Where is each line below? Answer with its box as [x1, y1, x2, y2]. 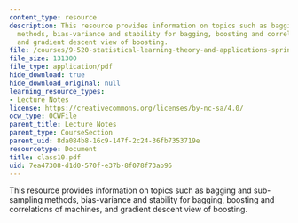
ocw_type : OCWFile [9, 111, 77, 120]
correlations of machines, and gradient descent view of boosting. [9, 204, 248, 215]
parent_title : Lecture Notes [9, 120, 117, 129]
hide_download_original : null [9, 79, 122, 88]
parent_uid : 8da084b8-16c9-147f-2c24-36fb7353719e [9, 136, 200, 145]
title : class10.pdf [9, 152, 82, 162]
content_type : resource [9, 12, 98, 22]
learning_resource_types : [9, 87, 105, 96]
